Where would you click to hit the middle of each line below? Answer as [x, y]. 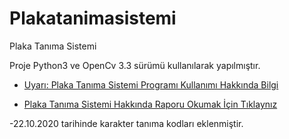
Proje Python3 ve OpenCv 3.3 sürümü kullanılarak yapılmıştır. [135, 65]
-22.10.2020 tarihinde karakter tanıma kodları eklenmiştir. [126, 123]
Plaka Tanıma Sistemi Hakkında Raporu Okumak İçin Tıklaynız [150, 104]
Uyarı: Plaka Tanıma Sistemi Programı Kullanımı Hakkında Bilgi [151, 84]
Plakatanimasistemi [93, 18]
